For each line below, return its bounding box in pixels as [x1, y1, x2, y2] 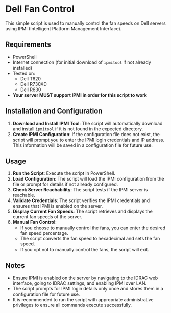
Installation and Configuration [5, 107, 103, 116]
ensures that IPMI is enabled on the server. [12, 203, 103, 209]
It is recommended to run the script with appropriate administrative [12, 297, 154, 303]
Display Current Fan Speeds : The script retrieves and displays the [12, 208, 153, 215]
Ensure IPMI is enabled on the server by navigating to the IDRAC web [12, 275, 158, 281]
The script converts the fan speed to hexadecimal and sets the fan [20, 236, 160, 242]
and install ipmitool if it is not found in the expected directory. [12, 126, 143, 132]
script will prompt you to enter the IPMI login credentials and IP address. [12, 137, 165, 143]
